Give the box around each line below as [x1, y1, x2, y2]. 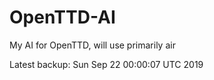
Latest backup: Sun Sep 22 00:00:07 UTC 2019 [9, 58, 204, 70]
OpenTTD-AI [9, 6, 116, 29]
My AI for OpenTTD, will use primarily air [9, 39, 176, 51]
